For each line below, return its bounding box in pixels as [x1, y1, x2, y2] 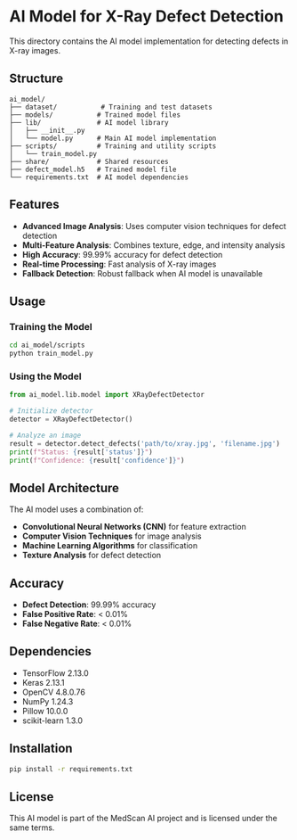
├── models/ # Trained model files [9, 110, 181, 119]
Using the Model [9, 370, 82, 383]
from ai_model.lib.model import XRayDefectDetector [9, 391, 205, 399]
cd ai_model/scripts [9, 341, 86, 350]
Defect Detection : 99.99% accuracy [21, 599, 157, 610]
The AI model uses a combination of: [9, 504, 144, 515]
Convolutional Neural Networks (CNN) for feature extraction [21, 522, 246, 532]
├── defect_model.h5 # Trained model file [9, 165, 177, 174]
